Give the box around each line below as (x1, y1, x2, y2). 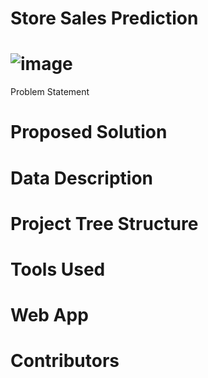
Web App (10, 304, 89, 327)
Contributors (10, 350, 120, 372)
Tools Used (10, 258, 106, 281)
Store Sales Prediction (10, 7, 199, 30)
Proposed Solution (10, 121, 168, 144)
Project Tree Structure (10, 212, 199, 235)
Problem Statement (10, 86, 90, 98)
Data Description (10, 167, 154, 189)
